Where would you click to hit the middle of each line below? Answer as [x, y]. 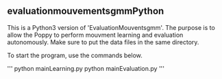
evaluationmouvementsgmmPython [86, 11]
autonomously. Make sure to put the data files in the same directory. [103, 42]
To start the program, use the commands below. [75, 55]
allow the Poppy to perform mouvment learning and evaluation [95, 35]
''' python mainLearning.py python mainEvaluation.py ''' [86, 68]
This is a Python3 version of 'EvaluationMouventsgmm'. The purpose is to [111, 27]
